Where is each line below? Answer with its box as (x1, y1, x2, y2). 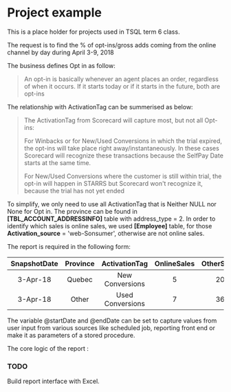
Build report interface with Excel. (7, 377, 100, 386)
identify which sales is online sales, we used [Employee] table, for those (7, 221, 212, 230)
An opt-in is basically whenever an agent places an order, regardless (23, 74, 219, 83)
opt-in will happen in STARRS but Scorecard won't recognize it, (23, 179, 203, 187)
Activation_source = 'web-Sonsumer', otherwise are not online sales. (7, 229, 205, 237)
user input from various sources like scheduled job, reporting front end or (7, 323, 215, 331)
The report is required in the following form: (7, 242, 131, 250)
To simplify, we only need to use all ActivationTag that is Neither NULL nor (7, 199, 217, 208)
